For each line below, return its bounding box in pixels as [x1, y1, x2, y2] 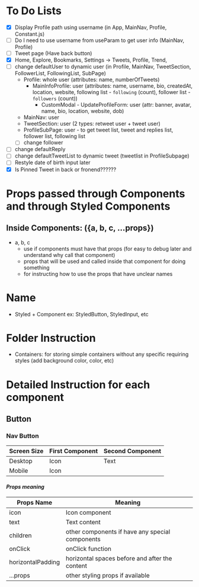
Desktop [9, 457, 33, 466]
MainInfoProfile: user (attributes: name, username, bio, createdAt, [32, 82, 193, 89]
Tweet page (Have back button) [14, 50, 92, 57]
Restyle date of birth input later [14, 159, 91, 166]
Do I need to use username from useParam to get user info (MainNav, [14, 37, 185, 44]
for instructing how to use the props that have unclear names [23, 270, 173, 277]
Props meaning [6, 483, 44, 490]
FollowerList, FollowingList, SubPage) [14, 70, 107, 77]
